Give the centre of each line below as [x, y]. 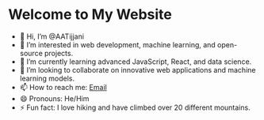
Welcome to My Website [90, 15]
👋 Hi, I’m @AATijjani [52, 36]
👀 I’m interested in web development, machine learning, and [117, 44]
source [31, 53]
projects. [59, 53]
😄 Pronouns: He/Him [54, 98]
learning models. [47, 78]
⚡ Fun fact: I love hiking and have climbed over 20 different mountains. [135, 107]
